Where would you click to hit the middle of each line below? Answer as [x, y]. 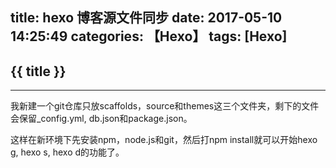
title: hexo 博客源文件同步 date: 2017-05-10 [146, 18]
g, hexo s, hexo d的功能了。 [67, 152]
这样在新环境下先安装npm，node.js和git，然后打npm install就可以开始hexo [164, 140]
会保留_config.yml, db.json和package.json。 [101, 119]
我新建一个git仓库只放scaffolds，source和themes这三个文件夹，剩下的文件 [165, 106]
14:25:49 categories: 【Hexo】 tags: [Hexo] [149, 36]
